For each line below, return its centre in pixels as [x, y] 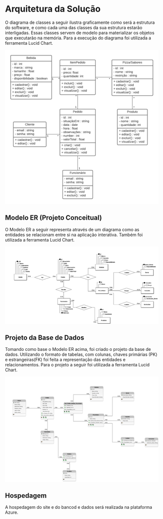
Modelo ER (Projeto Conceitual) [54, 218]
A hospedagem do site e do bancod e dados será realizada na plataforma [79, 507]
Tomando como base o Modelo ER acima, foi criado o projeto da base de [78, 349]
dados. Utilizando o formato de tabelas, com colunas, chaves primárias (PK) [81, 354]
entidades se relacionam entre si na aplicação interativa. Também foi [74, 235]
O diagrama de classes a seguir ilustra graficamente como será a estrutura [80, 22]
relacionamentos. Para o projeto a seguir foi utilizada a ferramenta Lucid [77, 364]
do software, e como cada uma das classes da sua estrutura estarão [74, 27]
